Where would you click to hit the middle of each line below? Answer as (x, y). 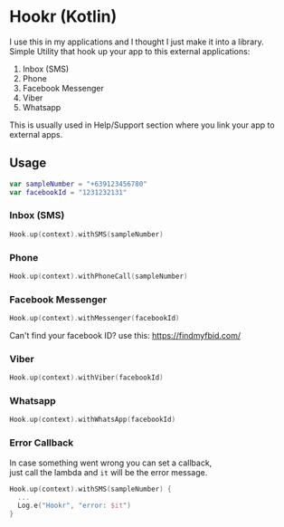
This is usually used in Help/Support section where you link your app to (142, 125)
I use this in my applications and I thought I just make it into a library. (137, 42)
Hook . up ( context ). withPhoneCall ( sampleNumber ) (99, 276)
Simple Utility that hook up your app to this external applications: (130, 51)
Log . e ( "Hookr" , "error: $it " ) (74, 506)
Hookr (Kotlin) (63, 17)
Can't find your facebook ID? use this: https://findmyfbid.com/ (125, 336)
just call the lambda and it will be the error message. (109, 472)
